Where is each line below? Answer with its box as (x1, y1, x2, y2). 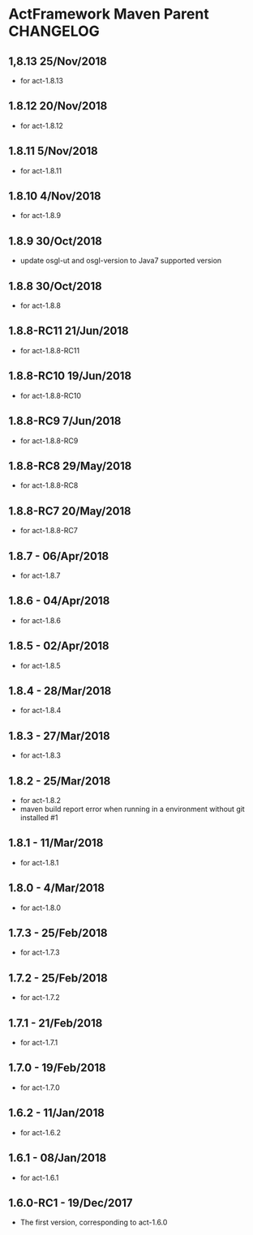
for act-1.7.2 (19, 993, 61, 1002)
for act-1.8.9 (19, 211, 62, 220)
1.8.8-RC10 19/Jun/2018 (8, 370, 132, 383)
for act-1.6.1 (19, 1173, 59, 1182)
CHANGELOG (8, 22, 100, 41)
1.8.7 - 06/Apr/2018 (8, 549, 109, 563)
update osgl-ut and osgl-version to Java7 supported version (19, 256, 222, 266)
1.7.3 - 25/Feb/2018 (8, 926, 108, 940)
